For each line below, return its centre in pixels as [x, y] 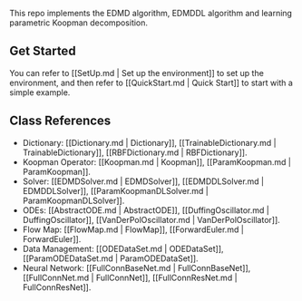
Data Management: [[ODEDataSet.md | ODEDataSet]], [123, 248]
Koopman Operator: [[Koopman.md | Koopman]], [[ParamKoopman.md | [157, 161]
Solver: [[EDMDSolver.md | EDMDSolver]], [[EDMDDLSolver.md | [143, 181]
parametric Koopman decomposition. [78, 23]
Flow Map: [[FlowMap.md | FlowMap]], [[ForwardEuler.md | [133, 229]
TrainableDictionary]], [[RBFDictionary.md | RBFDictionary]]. [135, 152]
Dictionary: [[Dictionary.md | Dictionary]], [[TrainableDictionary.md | [149, 142]
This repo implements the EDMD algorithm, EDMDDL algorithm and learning [151, 13]
